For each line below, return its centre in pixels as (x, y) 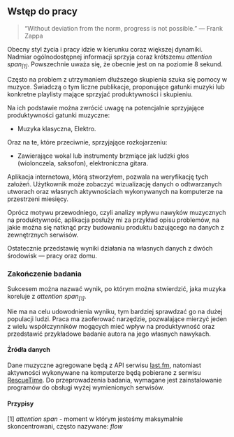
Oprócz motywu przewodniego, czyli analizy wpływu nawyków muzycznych (117, 212)
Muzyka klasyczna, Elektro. (57, 128)
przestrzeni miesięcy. (38, 199)
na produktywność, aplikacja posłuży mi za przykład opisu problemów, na (114, 220)
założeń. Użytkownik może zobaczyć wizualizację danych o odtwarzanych (115, 184)
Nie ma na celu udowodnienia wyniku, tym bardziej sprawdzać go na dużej (115, 311)
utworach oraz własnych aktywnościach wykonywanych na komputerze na (115, 191)
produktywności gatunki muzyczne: (59, 115)
